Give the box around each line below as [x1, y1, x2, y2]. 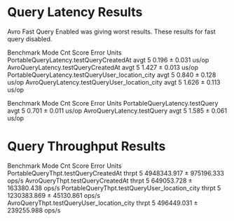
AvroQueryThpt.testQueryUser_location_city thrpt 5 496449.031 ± [7, 199, 198, 207]
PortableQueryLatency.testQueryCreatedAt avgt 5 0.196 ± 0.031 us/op [7, 55, 209, 64]
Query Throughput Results [7, 138, 166, 155]
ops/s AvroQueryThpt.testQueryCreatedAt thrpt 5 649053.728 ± [7, 176, 193, 185]
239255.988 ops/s [7, 206, 61, 214]
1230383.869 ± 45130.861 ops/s [7, 191, 100, 199]
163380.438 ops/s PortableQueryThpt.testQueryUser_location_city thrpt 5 [7, 183, 221, 192]
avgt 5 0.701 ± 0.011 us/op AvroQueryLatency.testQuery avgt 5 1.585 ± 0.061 [7, 106, 228, 115]
